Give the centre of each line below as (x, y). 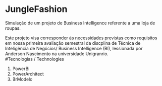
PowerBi (21, 69)
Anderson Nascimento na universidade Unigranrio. (57, 54)
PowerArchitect (28, 74)
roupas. (13, 28)
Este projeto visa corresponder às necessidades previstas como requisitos (81, 38)
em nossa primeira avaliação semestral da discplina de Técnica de (73, 43)
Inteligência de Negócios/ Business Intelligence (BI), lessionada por (74, 48)
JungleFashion (36, 9)
